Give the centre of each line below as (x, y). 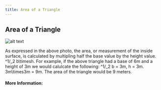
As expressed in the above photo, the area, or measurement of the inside (79, 51)
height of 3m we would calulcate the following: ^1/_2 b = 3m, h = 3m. (75, 66)
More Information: (24, 83)
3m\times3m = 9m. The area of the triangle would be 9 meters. (68, 72)
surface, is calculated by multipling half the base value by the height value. (81, 56)
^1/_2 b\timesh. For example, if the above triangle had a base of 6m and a (79, 61)
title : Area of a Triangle (33, 10)
